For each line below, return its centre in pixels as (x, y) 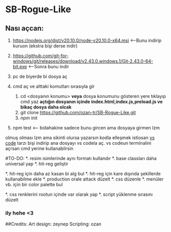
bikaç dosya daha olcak (46, 107)
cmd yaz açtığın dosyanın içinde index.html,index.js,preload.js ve (91, 101)
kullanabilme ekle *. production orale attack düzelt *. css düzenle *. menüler (84, 179)
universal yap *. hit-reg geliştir (37, 164)
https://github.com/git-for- (41, 56)
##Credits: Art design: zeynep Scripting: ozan (53, 224)
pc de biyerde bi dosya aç (40, 76)
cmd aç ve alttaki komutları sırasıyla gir (54, 86)
